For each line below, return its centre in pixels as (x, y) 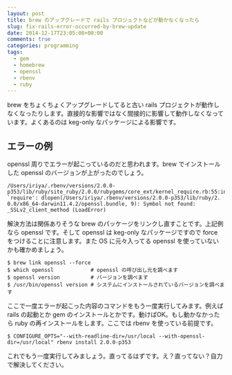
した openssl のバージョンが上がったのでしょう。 (77, 173)
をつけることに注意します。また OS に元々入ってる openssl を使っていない (113, 241)
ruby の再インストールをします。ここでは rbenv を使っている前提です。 (116, 323)
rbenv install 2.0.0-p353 (94, 342)
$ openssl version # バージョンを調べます (78, 277)
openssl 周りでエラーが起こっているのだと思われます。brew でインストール (114, 164)
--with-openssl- (182, 336)
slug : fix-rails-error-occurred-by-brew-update (77, 26)
